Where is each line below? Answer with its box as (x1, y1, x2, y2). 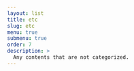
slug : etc (7, 22, 35, 29)
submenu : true (7, 35, 48, 42)
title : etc (7, 16, 38, 23)
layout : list (7, 9, 44, 17)
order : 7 (7, 41, 32, 48)
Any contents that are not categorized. (13, 54, 129, 61)
